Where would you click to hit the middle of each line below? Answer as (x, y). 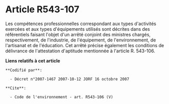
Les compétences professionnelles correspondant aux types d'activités (81, 24)
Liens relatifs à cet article (33, 60)
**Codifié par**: (24, 70)
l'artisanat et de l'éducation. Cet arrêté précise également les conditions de (85, 45)
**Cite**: (16, 88)
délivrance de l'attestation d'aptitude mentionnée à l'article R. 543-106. (80, 51)
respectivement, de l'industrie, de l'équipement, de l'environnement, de (81, 40)
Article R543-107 (42, 9)
